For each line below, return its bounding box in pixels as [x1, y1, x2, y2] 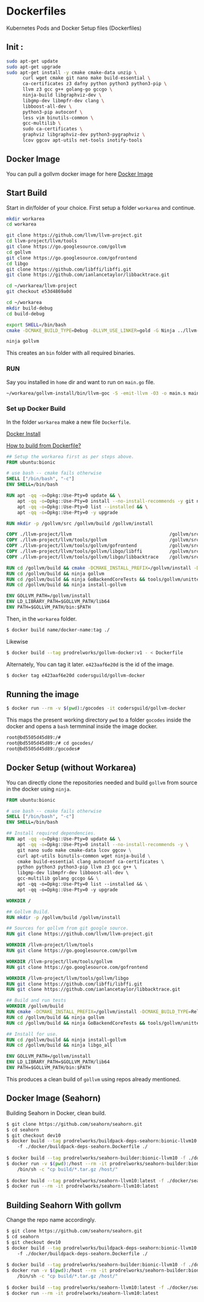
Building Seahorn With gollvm [6, 1200, 121, 1210]
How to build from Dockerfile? [6, 442, 81, 449]
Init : [6, 42, 24, 52]
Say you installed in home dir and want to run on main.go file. [6, 378, 155, 385]
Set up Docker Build [6, 404, 66, 413]
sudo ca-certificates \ [22, 126, 83, 132]
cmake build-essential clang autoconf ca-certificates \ [17, 858, 165, 864]
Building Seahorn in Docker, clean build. [6, 1109, 106, 1117]
